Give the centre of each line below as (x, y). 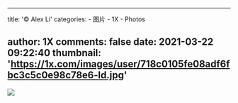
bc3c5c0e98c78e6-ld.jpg (66, 75)
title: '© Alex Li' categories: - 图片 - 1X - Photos (76, 19)
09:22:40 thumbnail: (54, 53)
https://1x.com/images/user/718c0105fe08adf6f (120, 64)
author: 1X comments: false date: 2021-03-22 (110, 42)
